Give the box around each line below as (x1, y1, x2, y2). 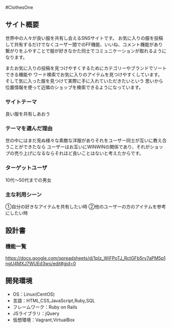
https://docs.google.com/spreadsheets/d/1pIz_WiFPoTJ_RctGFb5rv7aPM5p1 (5, 255, 166, 261)
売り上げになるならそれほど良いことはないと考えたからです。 (14, 150, 144, 157)
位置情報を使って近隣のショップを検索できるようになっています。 (5, 84, 143, 90)
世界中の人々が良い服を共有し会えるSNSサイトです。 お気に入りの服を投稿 (5, 35, 163, 41)
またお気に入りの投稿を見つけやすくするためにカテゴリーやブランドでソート (5, 65, 167, 71)
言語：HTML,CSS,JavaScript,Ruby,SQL (12, 297, 96, 303)
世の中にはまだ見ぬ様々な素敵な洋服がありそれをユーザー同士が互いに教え (5, 138, 162, 144)
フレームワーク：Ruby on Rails (12, 304, 78, 310)
